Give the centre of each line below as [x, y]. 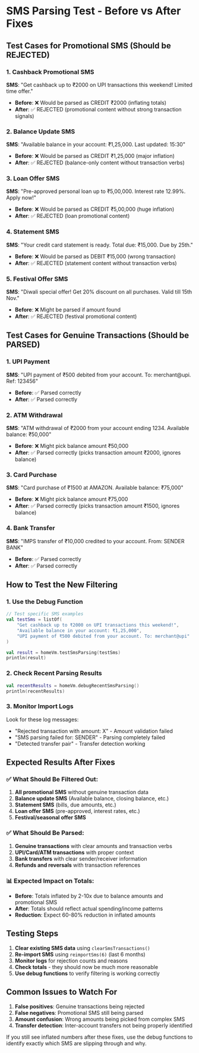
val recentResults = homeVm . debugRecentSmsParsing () [73, 686]
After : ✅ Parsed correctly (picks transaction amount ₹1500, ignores [97, 506]
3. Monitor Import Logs [40, 706]
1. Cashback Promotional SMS [50, 71]
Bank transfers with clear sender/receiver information [81, 858]
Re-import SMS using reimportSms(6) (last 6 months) [80, 954]
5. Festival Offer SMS [37, 279]
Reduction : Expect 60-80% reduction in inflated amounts [85, 915]
